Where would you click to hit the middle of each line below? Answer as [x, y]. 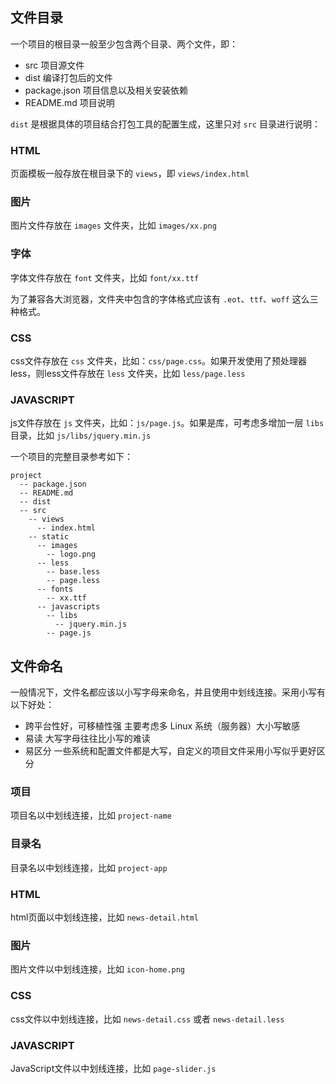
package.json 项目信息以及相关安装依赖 [106, 90]
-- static [49, 537]
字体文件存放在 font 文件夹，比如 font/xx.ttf [105, 277]
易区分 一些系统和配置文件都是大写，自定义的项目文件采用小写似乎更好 [170, 751]
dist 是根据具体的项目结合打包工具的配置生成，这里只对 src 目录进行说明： [165, 124]
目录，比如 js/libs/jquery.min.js [81, 435]
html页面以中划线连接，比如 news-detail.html [104, 917]
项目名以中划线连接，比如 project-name [91, 815]
